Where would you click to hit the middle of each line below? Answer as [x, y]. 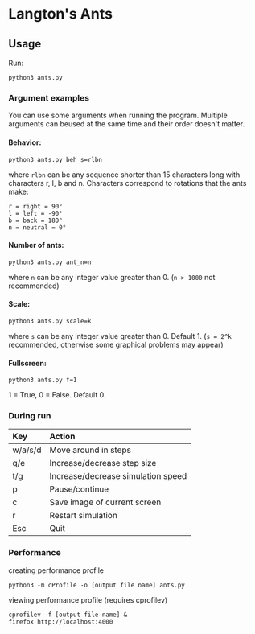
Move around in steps [90, 450]
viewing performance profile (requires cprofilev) [88, 599]
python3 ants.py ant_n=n [50, 262]
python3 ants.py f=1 [43, 380]
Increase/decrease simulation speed [118, 476]
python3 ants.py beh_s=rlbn [56, 159]
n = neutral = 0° [37, 227]
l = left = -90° [35, 213]
